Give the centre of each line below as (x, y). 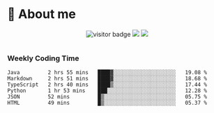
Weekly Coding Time (43, 58)
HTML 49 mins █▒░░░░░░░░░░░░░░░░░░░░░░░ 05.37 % (107, 103)
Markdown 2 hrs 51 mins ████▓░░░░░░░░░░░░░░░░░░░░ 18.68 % (107, 79)
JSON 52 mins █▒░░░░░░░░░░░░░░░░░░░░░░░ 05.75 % (107, 97)
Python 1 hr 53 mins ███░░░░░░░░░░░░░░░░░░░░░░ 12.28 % (107, 91)
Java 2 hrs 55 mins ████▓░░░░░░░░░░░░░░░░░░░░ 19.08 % (107, 73)
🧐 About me (42, 14)
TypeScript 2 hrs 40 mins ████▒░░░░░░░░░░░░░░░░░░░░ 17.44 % (107, 85)
